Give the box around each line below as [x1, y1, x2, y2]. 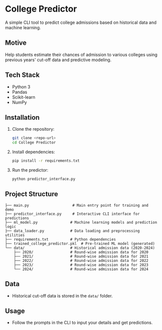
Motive [5, 39, 27, 47]
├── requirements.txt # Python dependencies [5, 237, 116, 242]
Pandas [12, 89, 28, 95]
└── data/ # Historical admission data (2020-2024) [5, 245, 155, 250]
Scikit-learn [12, 94, 35, 100]
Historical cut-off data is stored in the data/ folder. [12, 293, 113, 298]
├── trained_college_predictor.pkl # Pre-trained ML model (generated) [5, 241, 155, 246]
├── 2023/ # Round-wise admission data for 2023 [14, 262, 149, 267]
